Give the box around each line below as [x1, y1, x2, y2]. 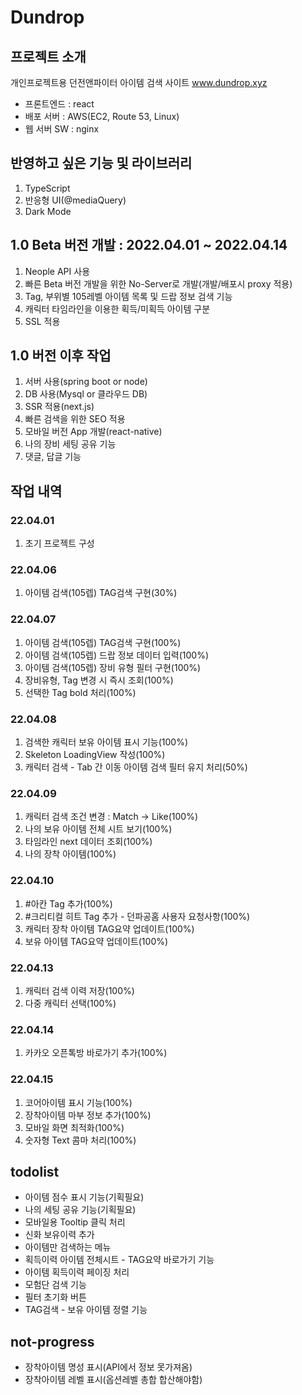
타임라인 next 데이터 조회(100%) [24, 836, 153, 848]
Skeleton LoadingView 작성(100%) [24, 749, 166, 761]
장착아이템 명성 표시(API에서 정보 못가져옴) [24, 1361, 193, 1373]
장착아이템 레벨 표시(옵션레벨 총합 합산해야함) [24, 1374, 203, 1386]
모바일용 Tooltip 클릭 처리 [24, 1216, 126, 1228]
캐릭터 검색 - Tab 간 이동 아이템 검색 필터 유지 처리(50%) [24, 761, 248, 773]
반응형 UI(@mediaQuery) [24, 194, 127, 206]
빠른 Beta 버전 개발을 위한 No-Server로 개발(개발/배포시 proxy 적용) [24, 277, 293, 290]
